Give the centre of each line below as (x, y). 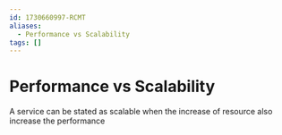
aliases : (26, 26)
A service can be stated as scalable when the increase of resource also (141, 112)
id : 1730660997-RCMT (48, 17)
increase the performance (57, 121)
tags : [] (26, 42)
